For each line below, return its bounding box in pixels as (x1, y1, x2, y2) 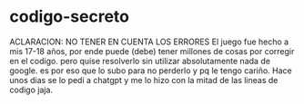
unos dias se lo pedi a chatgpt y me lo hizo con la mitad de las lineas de (9, 74, 279, 85)
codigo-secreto (9, 6, 130, 27)
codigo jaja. (9, 84, 53, 95)
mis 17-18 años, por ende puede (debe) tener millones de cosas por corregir (9, 45, 295, 56)
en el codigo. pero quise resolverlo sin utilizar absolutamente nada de (9, 55, 271, 66)
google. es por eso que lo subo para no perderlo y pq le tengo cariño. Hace (9, 65, 293, 76)
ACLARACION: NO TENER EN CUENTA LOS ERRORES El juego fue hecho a (9, 36, 289, 47)
